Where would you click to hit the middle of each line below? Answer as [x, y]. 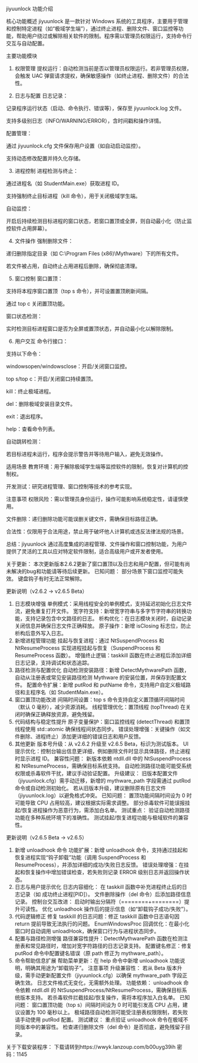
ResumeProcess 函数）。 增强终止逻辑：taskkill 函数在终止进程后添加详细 [103, 655]
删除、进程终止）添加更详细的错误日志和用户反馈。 [82, 736]
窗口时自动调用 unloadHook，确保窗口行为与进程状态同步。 [87, 931]
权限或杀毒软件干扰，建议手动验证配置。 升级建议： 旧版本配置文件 [96, 773]
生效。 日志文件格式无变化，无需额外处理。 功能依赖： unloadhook [101, 983]
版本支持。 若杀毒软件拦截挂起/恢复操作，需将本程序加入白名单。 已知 [105, 998]
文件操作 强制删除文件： [44, 241]
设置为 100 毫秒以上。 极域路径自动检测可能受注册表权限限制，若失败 [104, 1012]
